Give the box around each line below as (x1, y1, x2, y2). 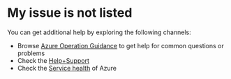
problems (17, 49, 45, 57)
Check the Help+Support (17, 56, 89, 64)
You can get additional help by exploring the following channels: (7, 28, 191, 36)
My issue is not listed (7, 5, 133, 21)
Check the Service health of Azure (17, 64, 117, 72)
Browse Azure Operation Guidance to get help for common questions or (17, 41, 225, 50)
